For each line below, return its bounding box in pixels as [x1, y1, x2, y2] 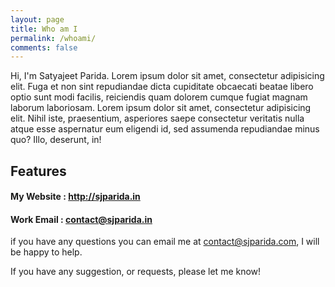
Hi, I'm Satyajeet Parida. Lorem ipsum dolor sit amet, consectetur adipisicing [10, 70, 325, 82]
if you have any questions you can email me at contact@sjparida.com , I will [10, 236, 320, 248]
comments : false [10, 42, 78, 53]
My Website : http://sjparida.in [10, 191, 141, 203]
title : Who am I [10, 24, 78, 34]
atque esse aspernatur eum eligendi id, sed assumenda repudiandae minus [10, 123, 320, 135]
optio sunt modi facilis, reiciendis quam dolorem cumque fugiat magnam [10, 91, 308, 103]
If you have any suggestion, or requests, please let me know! [10, 266, 262, 278]
